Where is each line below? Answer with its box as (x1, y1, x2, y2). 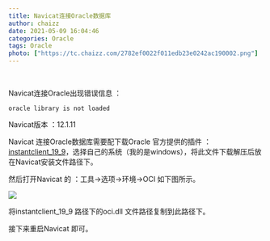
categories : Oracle (8, 34, 74, 43)
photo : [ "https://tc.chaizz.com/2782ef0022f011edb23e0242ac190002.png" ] (8, 49, 259, 57)
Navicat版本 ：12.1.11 (8, 120, 76, 129)
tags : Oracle (8, 42, 53, 50)
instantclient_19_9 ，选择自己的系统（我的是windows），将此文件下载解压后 (8, 147, 255, 156)
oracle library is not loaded (8, 104, 111, 112)
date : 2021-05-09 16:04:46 (8, 27, 99, 35)
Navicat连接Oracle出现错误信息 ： (8, 88, 122, 98)
